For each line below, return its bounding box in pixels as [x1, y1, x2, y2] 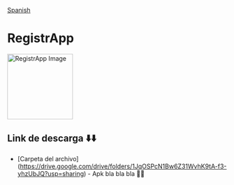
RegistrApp [7, 31, 75, 46]
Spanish [7, 6, 31, 14]
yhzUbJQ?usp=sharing [17, 169, 85, 177]
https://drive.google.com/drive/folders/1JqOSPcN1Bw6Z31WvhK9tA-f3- [20, 162, 227, 170]
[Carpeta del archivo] [17, 154, 79, 163]
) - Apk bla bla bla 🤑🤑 [83, 169, 145, 177]
